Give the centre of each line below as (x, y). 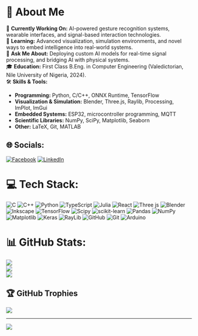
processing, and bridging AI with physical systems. (68, 60)
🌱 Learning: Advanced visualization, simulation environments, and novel (94, 41)
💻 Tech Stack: (42, 184)
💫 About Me (35, 12)
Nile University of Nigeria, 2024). (46, 75)
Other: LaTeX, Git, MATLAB (48, 126)
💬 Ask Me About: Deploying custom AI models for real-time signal (86, 53)
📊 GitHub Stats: (46, 242)
